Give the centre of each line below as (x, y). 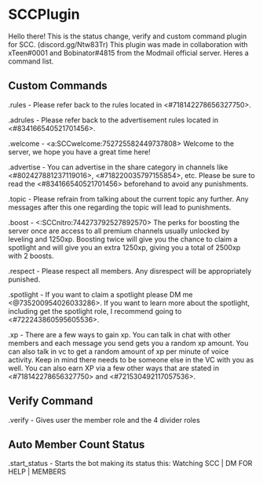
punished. (24, 279)
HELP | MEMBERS (37, 471)
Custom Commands (58, 86)
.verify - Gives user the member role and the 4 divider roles (104, 420)
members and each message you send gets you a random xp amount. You (128, 343)
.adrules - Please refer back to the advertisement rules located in (113, 120)
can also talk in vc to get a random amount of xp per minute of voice (119, 351)
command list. (31, 61)
